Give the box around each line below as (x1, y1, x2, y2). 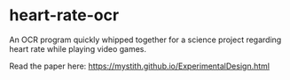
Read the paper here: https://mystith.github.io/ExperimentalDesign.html (9, 61, 270, 71)
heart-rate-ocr (9, 5, 120, 25)
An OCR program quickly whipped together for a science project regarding (9, 34, 282, 45)
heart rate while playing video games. (9, 43, 147, 54)
